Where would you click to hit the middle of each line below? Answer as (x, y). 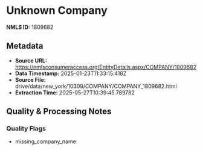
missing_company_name (46, 141)
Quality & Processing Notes (59, 112)
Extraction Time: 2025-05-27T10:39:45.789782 (75, 92)
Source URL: (31, 60)
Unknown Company (57, 11)
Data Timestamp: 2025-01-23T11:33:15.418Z (71, 73)
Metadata (25, 46)
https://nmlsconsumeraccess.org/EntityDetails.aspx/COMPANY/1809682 (106, 67)
